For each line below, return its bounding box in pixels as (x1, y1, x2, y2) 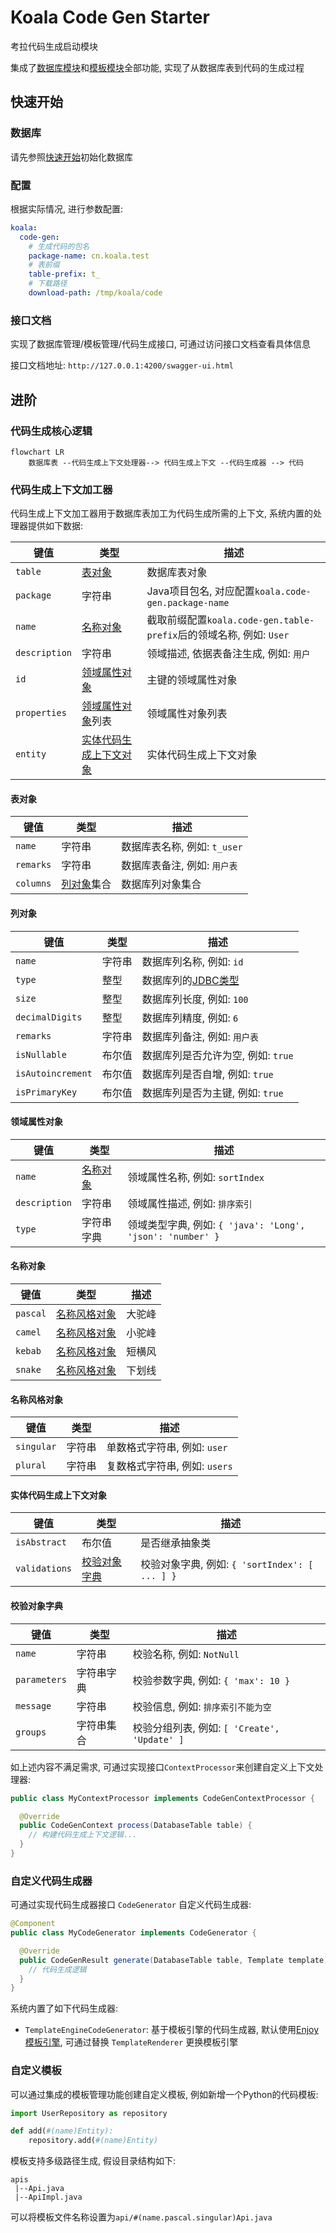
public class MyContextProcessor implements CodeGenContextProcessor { (10, 1793, 315, 1803)
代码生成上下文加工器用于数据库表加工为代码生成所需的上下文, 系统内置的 (10, 507, 313, 520)
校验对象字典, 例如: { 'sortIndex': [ (140, 1557, 314, 1571)
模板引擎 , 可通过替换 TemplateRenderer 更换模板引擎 (24, 2036, 239, 2048)
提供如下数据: (27, 520, 84, 532)
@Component (10, 1919, 56, 1929)
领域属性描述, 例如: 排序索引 (127, 1196, 253, 1210)
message (15, 1700, 52, 1711)
